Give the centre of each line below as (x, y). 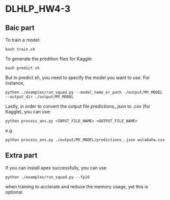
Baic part (20, 28)
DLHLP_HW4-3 (38, 9)
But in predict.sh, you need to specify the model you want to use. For (78, 78)
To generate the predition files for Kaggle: (49, 59)
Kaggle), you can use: (28, 112)
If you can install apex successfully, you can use (56, 168)
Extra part (21, 155)
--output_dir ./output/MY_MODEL (39, 97)
